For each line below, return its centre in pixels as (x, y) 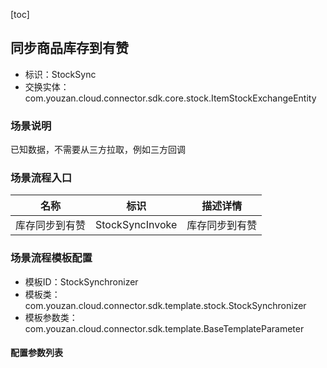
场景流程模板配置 (51, 258)
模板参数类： (51, 317)
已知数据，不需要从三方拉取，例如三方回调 (98, 150)
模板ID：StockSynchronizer (81, 281)
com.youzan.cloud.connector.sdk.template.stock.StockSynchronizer (165, 305)
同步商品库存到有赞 (69, 48)
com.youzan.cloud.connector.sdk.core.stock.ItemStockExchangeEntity (170, 98)
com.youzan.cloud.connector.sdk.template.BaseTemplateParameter (164, 328)
